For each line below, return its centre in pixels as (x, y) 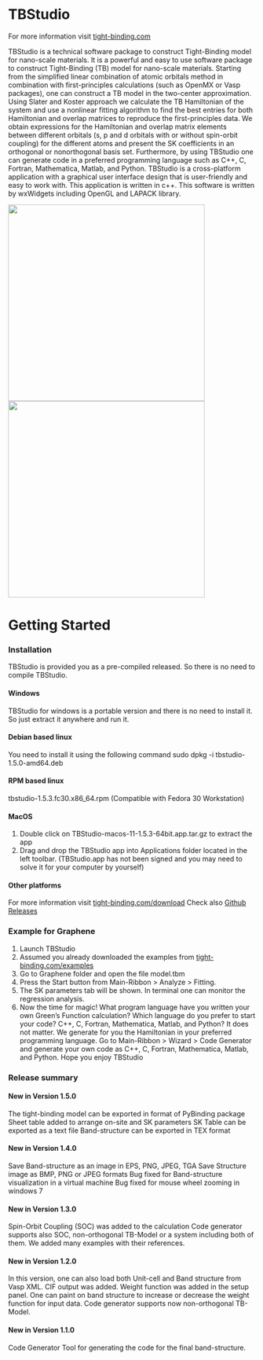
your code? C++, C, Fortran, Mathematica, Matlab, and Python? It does (134, 1024)
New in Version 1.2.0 (42, 1261)
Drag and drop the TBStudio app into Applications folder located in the (133, 851)
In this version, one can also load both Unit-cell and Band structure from (125, 1278)
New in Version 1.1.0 (41, 1330)
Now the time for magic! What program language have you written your (134, 1007)
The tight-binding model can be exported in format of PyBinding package (127, 1113)
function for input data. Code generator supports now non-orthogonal (121, 1303)
